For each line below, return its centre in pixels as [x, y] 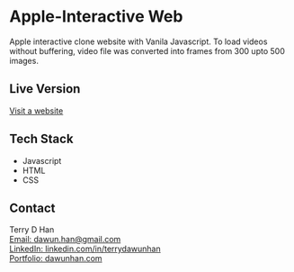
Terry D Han [32, 230]
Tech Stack [41, 139]
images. [24, 60]
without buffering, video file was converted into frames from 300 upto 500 [147, 50]
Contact [32, 208]
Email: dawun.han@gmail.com [65, 240]
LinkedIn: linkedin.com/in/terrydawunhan [85, 249]
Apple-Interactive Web [96, 17]
